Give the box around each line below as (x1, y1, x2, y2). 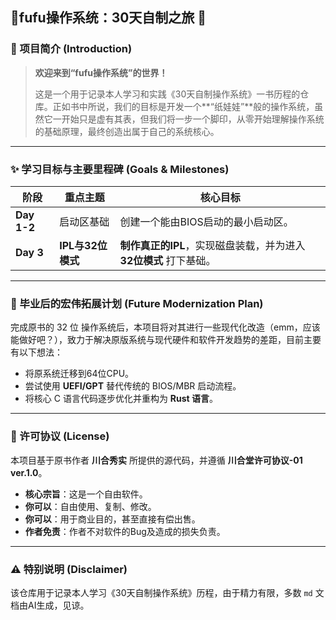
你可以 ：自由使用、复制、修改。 (24, 500, 157, 512)
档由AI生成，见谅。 (10, 599, 90, 611)
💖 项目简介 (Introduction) (10, 42, 133, 56)
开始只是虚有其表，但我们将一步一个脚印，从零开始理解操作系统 (61, 113, 325, 125)
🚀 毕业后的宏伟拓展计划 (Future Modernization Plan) (10, 296, 264, 310)
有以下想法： (10, 346, 63, 358)
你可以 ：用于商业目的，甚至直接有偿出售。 (24, 513, 201, 525)
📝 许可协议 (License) (10, 429, 110, 443)
